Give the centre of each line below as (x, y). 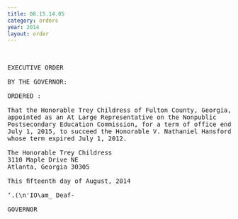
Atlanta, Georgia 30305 (49, 167)
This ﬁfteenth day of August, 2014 (69, 181)
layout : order (28, 34)
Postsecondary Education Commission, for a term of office (112, 124)
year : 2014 (23, 27)
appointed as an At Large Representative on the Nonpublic (112, 117)
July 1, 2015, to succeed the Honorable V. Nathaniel (103, 131)
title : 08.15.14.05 (36, 14)
